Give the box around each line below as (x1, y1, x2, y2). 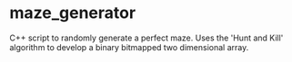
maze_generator (9, 3, 136, 23)
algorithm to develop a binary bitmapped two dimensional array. (9, 41, 249, 52)
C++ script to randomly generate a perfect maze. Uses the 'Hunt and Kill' (9, 32, 284, 43)
